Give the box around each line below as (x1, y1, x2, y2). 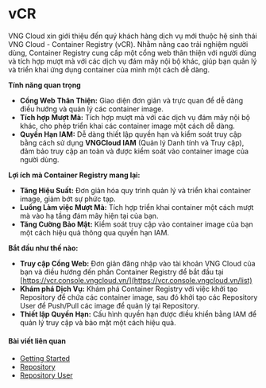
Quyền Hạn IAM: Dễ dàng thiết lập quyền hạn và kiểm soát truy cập (19, 129, 242, 139)
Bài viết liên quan (8, 336, 66, 346)
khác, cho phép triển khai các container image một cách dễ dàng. (19, 121, 236, 130)
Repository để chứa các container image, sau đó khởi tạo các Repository (19, 292, 258, 302)
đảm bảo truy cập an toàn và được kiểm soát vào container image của (19, 146, 249, 156)
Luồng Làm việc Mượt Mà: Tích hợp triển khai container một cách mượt (19, 202, 254, 211)
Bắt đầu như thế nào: (8, 243, 79, 253)
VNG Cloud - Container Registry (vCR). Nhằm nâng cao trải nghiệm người (8, 39, 249, 48)
